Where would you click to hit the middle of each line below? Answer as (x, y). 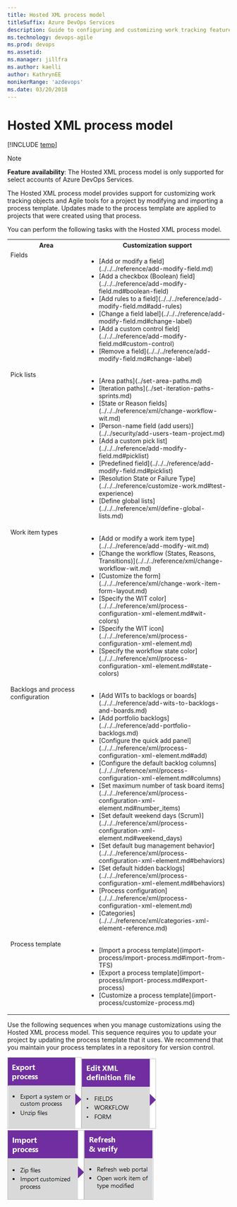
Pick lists (23, 375)
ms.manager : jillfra (38, 60)
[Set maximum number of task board (152, 785)
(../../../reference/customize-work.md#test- (162, 486)
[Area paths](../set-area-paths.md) (150, 381)
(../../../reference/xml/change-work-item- (160, 583)
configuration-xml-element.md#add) (153, 755)
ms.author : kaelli (34, 67)
